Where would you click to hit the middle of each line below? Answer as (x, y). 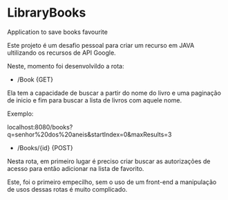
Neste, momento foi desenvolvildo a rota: (66, 66)
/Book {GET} (35, 79)
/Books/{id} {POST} (45, 147)
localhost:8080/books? (40, 127)
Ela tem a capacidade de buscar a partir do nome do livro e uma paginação (114, 93)
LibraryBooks (47, 13)
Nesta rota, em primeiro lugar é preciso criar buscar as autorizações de (109, 161)
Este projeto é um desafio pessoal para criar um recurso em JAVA (101, 45)
